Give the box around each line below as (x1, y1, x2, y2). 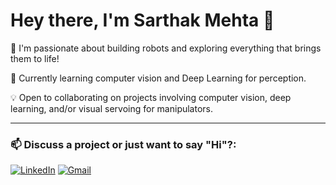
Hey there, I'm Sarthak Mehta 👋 (10, 9, 275, 32)
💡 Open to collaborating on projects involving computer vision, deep (10, 91, 292, 103)
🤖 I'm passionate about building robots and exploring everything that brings (10, 42, 322, 54)
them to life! (10, 52, 60, 64)
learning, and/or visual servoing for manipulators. (10, 102, 214, 114)
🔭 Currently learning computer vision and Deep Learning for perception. (10, 72, 307, 84)
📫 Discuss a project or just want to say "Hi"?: (10, 137, 237, 151)
